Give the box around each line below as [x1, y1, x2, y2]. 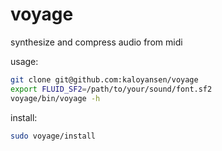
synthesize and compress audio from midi [10, 36, 183, 48]
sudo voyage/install [10, 131, 97, 141]
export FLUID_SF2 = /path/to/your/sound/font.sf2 [10, 84, 213, 94]
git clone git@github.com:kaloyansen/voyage [10, 74, 199, 85]
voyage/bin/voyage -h [10, 93, 101, 103]
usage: [10, 55, 39, 67]
